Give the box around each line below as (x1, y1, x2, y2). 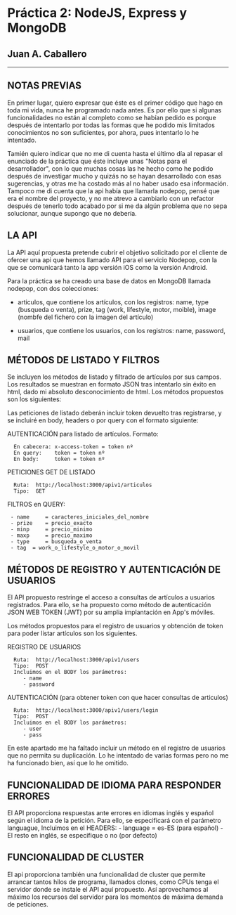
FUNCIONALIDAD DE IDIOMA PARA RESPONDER (7, 779, 221, 791)
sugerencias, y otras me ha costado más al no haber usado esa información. (7, 179, 229, 188)
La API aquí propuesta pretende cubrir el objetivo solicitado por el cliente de (7, 248, 228, 257)
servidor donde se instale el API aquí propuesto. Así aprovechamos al (7, 885, 209, 893)
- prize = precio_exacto (10, 520, 93, 527)
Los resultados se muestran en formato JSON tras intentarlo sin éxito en (7, 380, 216, 389)
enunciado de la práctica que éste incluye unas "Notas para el (7, 157, 188, 165)
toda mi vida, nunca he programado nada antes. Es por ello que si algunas (7, 105, 222, 114)
